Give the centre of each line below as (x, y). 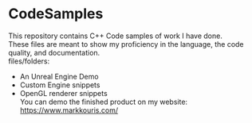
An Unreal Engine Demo (59, 76)
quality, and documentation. (54, 52)
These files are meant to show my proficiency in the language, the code (126, 44)
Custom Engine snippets (60, 85)
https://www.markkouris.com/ (69, 110)
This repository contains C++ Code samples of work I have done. (116, 36)
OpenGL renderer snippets (63, 93)
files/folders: (29, 61)
